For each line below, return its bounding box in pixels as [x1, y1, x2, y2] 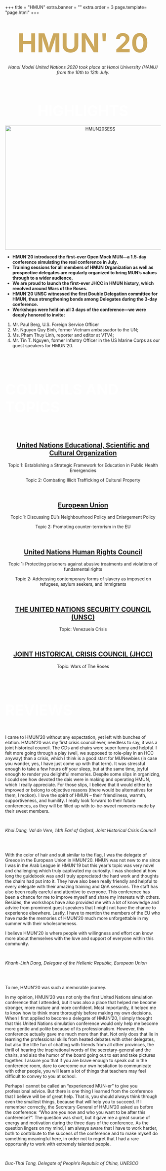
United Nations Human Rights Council [24, 547, 142, 556]
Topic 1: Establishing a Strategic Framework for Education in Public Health [8, 462, 158, 468]
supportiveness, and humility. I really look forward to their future [5, 797, 136, 803]
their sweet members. [5, 808, 50, 814]
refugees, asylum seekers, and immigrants [40, 581, 126, 587]
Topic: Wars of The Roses [56, 663, 110, 669]
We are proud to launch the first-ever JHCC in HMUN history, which [12, 280, 154, 286]
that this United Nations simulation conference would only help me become [5, 1020, 158, 1026]
